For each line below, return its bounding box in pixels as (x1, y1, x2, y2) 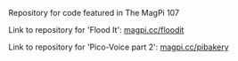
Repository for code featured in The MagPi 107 (8, 8, 180, 18)
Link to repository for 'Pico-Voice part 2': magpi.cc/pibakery (8, 42, 229, 52)
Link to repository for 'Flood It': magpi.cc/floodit (8, 25, 185, 34)
